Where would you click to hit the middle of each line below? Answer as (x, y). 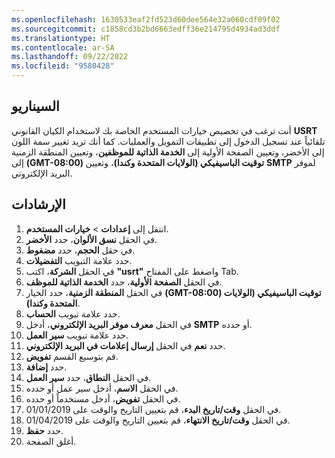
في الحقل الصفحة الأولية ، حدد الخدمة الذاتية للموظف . (124, 282)
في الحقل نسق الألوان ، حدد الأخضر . (91, 239)
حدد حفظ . (44, 430)
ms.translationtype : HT (61, 38)
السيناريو (35, 106)
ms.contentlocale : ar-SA (63, 47)
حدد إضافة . (46, 367)
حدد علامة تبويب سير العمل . (77, 335)
